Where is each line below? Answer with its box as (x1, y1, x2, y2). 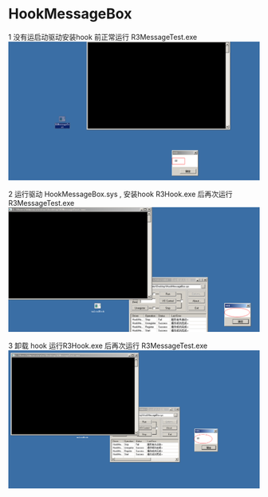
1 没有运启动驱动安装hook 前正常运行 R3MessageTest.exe (8, 32, 198, 41)
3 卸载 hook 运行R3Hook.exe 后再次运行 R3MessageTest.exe (8, 341, 208, 350)
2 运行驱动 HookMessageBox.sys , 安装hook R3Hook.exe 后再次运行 (8, 189, 233, 199)
